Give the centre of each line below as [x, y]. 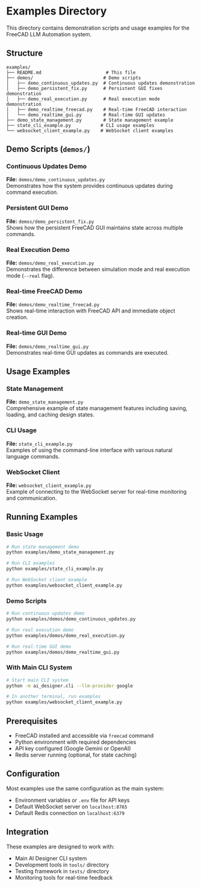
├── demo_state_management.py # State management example [90, 120]
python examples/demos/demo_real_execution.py [66, 636]
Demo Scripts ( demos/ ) [48, 149]
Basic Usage [25, 534]
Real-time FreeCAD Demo [45, 291]
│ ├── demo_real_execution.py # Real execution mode [83, 99]
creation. [17, 317]
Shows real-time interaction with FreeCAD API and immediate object [91, 311]
